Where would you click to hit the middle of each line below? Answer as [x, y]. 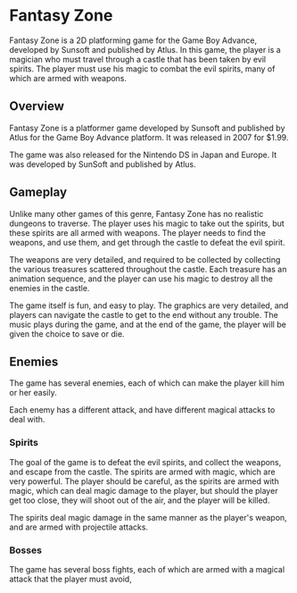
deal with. [27, 420]
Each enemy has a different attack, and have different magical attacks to [142, 410]
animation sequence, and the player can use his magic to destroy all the [141, 279]
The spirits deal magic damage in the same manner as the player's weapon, [148, 517]
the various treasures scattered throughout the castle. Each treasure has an [148, 269]
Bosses [26, 550]
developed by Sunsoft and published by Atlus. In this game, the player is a [145, 49]
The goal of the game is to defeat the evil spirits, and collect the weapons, [145, 462]
